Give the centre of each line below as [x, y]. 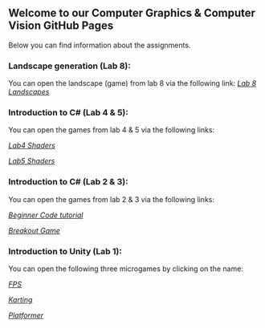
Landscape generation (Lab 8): [69, 66]
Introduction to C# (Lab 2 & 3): [68, 182]
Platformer [26, 315]
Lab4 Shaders [32, 146]
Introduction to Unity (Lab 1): [65, 251]
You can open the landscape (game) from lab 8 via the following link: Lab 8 [132, 83]
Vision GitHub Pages [61, 26]
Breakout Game [34, 230]
